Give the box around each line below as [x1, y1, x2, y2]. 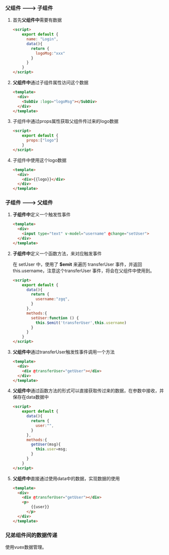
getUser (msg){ [31, 442, 61, 447]
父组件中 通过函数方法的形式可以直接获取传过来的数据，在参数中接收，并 [12, 387, 164, 394]
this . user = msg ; [35, 447, 67, 452]
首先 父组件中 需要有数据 [12, 17, 62, 23]
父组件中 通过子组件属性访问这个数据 [12, 80, 89, 86]
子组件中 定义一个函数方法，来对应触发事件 [12, 250, 102, 256]
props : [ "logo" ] [26, 138, 59, 143]
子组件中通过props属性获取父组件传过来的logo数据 [12, 118, 119, 124]
